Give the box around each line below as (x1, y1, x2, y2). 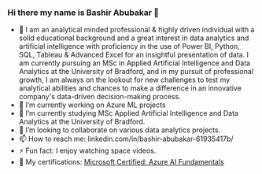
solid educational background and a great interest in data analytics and (18, 33, 249, 43)
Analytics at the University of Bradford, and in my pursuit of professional (18, 67, 253, 76)
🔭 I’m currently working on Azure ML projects (18, 100, 166, 109)
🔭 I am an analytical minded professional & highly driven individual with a (18, 25, 255, 35)
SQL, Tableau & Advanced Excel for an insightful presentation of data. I (18, 50, 249, 60)
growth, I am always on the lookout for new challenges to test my (18, 75, 231, 85)
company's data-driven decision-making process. (18, 92, 182, 102)
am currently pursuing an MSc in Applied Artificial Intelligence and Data (18, 58, 251, 68)
